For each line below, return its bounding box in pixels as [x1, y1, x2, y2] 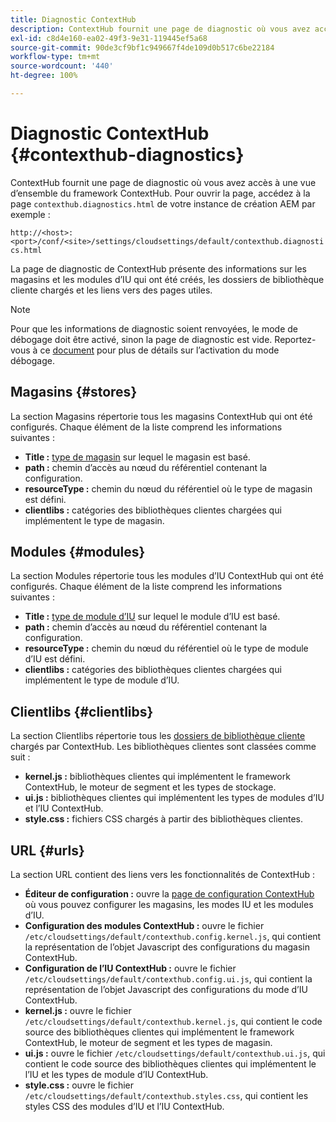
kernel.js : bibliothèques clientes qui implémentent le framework [24, 771, 291, 783]
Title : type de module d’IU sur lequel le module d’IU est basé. [24, 611, 281, 623]
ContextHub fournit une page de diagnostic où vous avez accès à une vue [10, 176, 317, 188]
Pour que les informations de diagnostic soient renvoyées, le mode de [10, 322, 298, 335]
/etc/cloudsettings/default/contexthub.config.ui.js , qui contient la [24, 973, 313, 985]
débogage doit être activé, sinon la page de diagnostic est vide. [10, 333, 273, 345]
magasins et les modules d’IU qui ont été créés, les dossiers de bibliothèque [10, 273, 325, 285]
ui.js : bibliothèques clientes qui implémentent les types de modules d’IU [24, 792, 325, 804]
